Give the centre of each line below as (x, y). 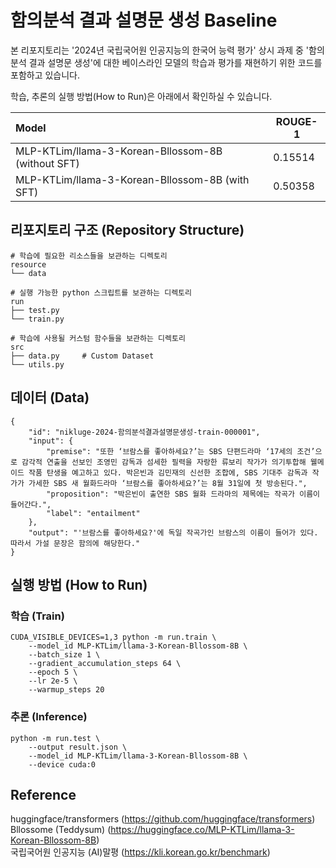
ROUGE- (296, 121)
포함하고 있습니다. (45, 75)
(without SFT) (47, 163)
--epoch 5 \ (53, 672)
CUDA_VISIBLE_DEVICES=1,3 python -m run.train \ (113, 637)
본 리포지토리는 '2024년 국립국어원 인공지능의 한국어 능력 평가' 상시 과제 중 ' (160, 50)
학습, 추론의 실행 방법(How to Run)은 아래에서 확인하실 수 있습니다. (141, 96)
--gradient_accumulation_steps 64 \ (105, 664)
